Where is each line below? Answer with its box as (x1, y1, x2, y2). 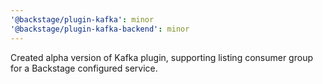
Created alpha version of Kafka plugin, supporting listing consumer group (10, 51, 313, 63)
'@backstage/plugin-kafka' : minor (10, 14, 155, 25)
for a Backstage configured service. (10, 62, 158, 74)
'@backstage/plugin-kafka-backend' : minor (10, 24, 190, 34)
